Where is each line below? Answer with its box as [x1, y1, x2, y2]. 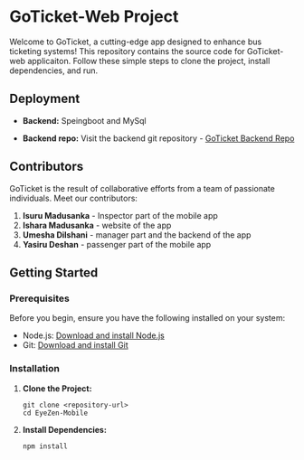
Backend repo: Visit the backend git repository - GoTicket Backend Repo [22, 133, 295, 144]
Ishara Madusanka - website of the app [22, 220, 172, 230]
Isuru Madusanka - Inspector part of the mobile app [22, 210, 219, 221]
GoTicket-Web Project [9, 6, 179, 27]
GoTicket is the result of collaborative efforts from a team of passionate [9, 183, 276, 193]
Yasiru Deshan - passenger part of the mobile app [22, 239, 212, 249]
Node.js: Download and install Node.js [22, 330, 165, 341]
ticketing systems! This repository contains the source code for [9, 45, 246, 56]
